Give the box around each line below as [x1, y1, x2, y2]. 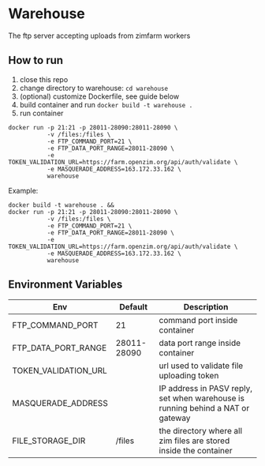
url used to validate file [159, 360, 244, 371]
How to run [8, 54, 64, 67]
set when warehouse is [159, 393, 244, 404]
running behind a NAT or [159, 402, 250, 413]
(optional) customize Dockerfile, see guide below [19, 92, 180, 101]
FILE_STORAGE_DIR [12, 435, 86, 446]
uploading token [159, 370, 219, 381]
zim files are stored [159, 435, 230, 446]
